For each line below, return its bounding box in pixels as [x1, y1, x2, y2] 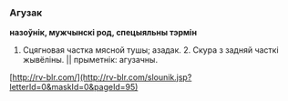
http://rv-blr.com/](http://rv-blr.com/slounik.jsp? [12, 72, 192, 83]
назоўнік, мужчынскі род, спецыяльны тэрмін [9, 27, 198, 38]
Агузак [9, 6, 43, 19]
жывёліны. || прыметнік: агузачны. [22, 55, 158, 66]
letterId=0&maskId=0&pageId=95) [9, 82, 139, 93]
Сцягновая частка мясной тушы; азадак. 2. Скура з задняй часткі [22, 45, 280, 56]
